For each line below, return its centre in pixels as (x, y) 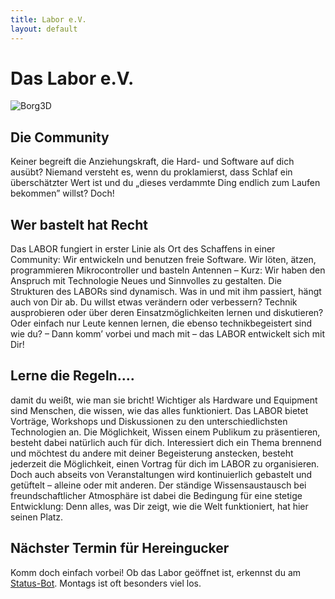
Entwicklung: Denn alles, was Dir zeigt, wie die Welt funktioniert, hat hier (159, 506)
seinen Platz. (37, 517)
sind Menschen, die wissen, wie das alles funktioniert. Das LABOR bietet (159, 410)
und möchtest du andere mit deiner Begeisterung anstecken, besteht (152, 453)
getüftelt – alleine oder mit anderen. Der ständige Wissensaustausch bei (158, 485)
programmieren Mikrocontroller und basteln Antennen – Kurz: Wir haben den (168, 270)
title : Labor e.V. (48, 19)
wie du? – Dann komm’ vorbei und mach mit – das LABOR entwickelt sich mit (168, 334)
